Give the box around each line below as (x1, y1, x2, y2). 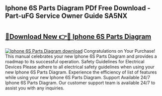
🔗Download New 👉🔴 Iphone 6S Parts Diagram (5, 32, 152, 41)
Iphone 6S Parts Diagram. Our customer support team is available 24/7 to (5, 80, 156, 86)
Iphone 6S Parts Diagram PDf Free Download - (5, 4, 151, 12)
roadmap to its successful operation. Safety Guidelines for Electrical (5, 59, 145, 64)
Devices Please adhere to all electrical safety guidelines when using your (5, 64, 155, 70)
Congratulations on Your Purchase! (83, 48, 156, 54)
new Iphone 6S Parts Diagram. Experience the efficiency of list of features (5, 69, 157, 75)
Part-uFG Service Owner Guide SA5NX (5, 12, 128, 20)
